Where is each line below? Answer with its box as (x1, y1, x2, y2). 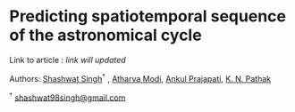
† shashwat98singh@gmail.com (9, 91, 126, 103)
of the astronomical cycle (9, 25, 203, 45)
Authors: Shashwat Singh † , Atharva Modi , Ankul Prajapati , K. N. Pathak (9, 71, 271, 84)
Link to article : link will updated (9, 54, 127, 65)
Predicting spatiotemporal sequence (9, 6, 286, 27)
